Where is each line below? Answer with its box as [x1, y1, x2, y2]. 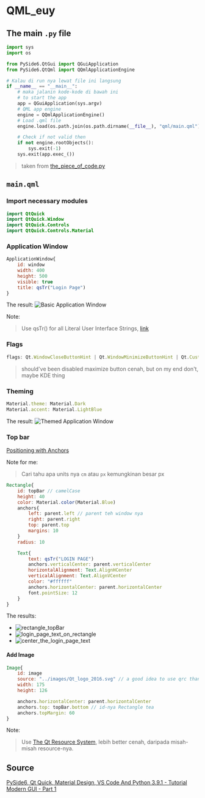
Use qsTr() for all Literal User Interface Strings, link [21, 325, 149, 332]
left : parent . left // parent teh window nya [28, 511, 143, 517]
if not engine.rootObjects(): [17, 140, 95, 146]
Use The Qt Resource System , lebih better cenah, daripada [21, 738, 170, 746]
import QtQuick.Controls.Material [6, 227, 95, 234]
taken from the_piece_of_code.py [21, 162, 106, 169]
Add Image [6, 651, 35, 658]
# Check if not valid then [17, 134, 86, 141]
